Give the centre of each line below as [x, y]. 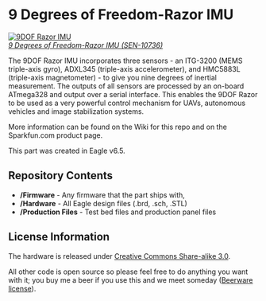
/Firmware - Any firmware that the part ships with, [102, 195]
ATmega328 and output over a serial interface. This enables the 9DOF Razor [133, 94]
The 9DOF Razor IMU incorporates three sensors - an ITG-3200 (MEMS [125, 61]
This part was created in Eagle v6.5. [67, 150]
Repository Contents [61, 176]
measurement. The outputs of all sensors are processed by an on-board [126, 86]
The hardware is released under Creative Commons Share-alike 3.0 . [120, 256]
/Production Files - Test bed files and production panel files [118, 212]
